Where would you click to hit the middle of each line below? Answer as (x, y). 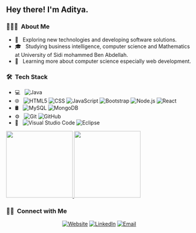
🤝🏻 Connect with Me (37, 211)
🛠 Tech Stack (27, 76)
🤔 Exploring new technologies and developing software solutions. (96, 39)
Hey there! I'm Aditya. (47, 10)
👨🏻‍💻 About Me (28, 27)
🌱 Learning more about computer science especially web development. (103, 61)
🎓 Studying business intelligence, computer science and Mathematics (102, 46)
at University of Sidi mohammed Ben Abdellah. (71, 55)
